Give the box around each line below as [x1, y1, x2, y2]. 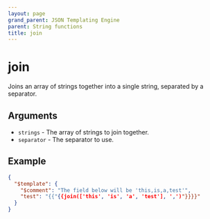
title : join [8, 29, 42, 37]
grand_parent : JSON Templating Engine [8, 17, 120, 24]
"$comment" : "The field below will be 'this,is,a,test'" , [20, 186, 191, 194]
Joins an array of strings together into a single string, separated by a [8, 82, 204, 91]
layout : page [8, 10, 46, 17]
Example [8, 155, 46, 167]
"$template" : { [14, 180, 58, 187]
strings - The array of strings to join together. [17, 128, 150, 136]
